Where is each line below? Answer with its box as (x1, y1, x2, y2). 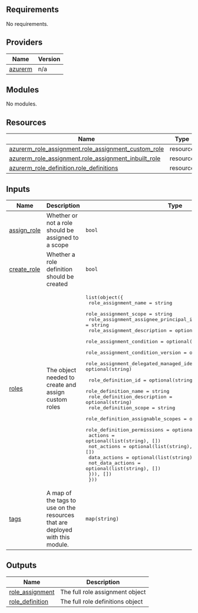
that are (46, 518, 68, 526)
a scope (46, 241, 69, 249)
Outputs (6, 561, 37, 571)
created (46, 280, 68, 288)
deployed (46, 526, 72, 534)
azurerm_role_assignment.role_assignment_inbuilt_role (9, 154, 161, 163)
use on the (46, 503, 76, 512)
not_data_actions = (88, 460, 141, 466)
